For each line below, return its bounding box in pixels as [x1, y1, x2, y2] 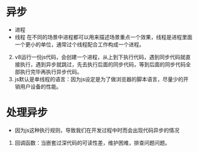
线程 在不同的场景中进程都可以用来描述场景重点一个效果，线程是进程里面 [14, 33, 193, 40]
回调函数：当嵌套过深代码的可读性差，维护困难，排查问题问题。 [14, 139, 170, 146]
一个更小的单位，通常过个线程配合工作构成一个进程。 [14, 41, 145, 48]
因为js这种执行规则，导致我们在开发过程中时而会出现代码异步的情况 [14, 127, 180, 134]
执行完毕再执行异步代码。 [20, 68, 83, 75]
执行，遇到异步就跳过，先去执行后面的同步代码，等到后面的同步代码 [20, 60, 186, 68]
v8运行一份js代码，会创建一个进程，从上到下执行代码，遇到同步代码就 [14, 53, 186, 60]
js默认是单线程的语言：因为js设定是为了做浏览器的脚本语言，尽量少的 [14, 75, 184, 83]
